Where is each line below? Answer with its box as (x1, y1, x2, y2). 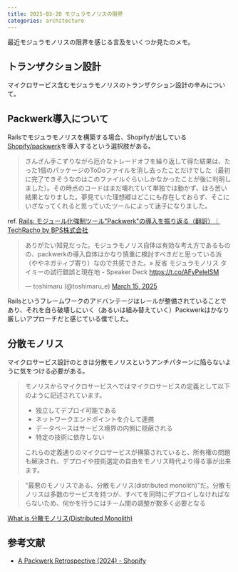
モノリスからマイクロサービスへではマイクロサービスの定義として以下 (24, 381, 230, 390)
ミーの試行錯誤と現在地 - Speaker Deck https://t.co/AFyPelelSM (31, 268, 219, 276)
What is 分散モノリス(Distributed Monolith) (7, 513, 133, 522)
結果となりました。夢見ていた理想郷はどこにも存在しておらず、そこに (24, 193, 230, 201)
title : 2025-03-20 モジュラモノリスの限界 (7, 10, 123, 18)
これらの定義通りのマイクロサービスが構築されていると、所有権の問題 (24, 448, 231, 456)
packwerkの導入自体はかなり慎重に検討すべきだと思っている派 (37, 250, 222, 259)
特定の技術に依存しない (35, 433, 105, 441)
